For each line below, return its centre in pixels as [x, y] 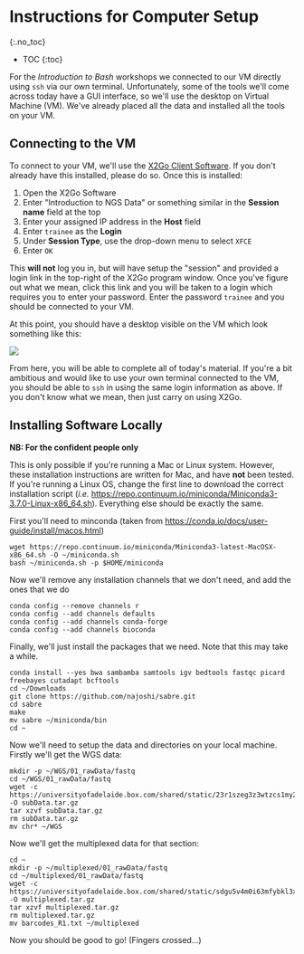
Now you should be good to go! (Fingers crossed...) [105, 940]
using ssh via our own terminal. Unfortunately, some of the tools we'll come [149, 86]
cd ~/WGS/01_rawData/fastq [60, 779]
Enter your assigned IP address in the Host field [112, 221]
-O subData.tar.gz [44, 803]
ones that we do [39, 589]
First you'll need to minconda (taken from [86, 520]
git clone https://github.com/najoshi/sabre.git [103, 696]
